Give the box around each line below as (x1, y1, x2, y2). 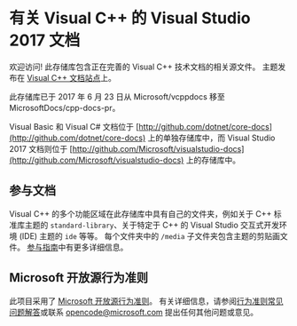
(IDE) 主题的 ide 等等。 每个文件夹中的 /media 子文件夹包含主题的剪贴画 (19, 230, 281, 241)
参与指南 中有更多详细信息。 (26, 242, 129, 252)
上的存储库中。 (185, 155, 241, 165)
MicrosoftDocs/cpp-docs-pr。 (9, 102, 121, 113)
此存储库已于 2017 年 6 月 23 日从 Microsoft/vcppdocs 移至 (9, 91, 226, 102)
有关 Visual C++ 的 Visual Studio (9, 8, 251, 28)
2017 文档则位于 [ (9, 143, 73, 154)
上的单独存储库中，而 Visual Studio (147, 132, 276, 143)
